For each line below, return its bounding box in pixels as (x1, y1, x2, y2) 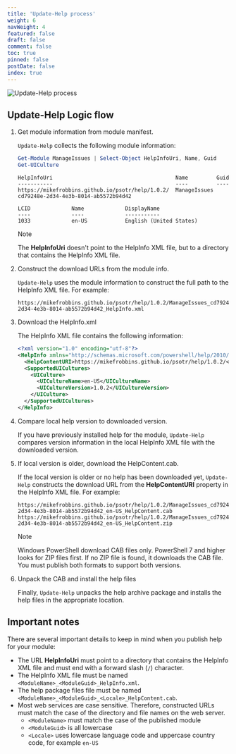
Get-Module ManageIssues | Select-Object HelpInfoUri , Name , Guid (17, 155, 217, 162)
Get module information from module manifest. (17, 128, 154, 136)
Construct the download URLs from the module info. (17, 265, 169, 273)
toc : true (7, 50, 37, 57)
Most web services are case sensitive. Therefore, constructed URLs (17, 700, 215, 709)
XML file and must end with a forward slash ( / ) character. (17, 663, 185, 672)
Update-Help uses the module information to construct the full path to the (17, 278, 229, 287)
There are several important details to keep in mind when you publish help (7, 635, 223, 643)
